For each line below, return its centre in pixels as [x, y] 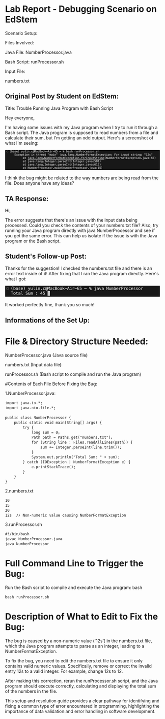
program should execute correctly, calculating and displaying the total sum [81, 686]
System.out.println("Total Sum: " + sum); [75, 457]
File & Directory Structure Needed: [77, 341]
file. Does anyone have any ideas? [40, 183]
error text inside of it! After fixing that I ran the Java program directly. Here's [82, 273]
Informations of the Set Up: [47, 320]
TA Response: [27, 199]
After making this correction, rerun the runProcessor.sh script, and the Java [82, 681]
